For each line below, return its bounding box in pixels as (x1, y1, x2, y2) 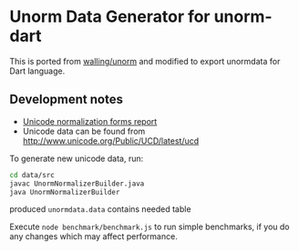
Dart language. (9, 65, 66, 76)
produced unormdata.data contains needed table (9, 204, 191, 215)
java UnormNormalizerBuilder (9, 187, 120, 196)
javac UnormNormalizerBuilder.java (9, 179, 145, 188)
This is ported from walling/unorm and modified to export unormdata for (9, 55, 281, 66)
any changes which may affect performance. (9, 231, 178, 242)
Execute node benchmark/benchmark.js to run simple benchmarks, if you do (9, 221, 290, 233)
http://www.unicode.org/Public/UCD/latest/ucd (22, 135, 200, 146)
